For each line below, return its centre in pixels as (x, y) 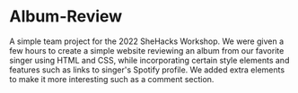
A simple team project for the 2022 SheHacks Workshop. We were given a (147, 41)
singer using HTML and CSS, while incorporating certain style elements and (149, 60)
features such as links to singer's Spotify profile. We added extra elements (147, 70)
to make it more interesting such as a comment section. (112, 79)
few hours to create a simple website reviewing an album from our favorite (147, 50)
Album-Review (66, 17)
